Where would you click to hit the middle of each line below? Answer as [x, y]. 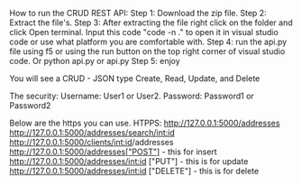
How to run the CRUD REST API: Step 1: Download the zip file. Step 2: [138, 13]
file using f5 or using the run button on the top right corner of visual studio [147, 51]
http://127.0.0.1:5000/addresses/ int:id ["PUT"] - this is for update [129, 161]
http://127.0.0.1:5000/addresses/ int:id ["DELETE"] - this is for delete [134, 171]
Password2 [30, 106]
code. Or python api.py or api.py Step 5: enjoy [95, 61]
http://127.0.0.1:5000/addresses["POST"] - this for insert [114, 152]
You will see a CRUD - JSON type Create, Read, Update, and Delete [135, 79]
